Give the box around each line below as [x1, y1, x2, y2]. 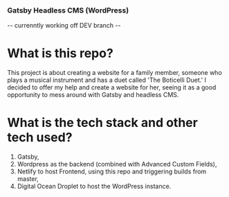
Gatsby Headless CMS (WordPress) [7, 6, 129, 15]
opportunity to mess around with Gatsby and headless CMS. [7, 91, 179, 99]
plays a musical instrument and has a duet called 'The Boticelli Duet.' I [7, 76, 206, 85]
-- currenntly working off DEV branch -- [7, 22, 121, 30]
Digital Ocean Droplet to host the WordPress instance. [17, 182, 172, 191]
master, [17, 175, 39, 183]
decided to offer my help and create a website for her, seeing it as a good [7, 83, 217, 92]
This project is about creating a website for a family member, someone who [7, 69, 223, 77]
